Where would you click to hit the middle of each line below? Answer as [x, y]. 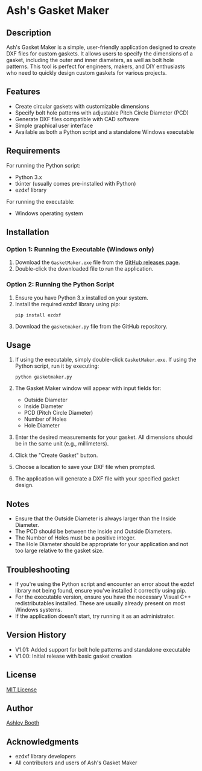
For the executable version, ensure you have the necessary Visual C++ [103, 597]
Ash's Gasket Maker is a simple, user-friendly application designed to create [101, 47]
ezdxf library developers [46, 757]
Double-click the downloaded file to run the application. [84, 269]
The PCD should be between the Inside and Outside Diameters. [93, 532]
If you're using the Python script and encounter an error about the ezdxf [105, 584]
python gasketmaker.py [43, 377]
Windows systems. [38, 610]
